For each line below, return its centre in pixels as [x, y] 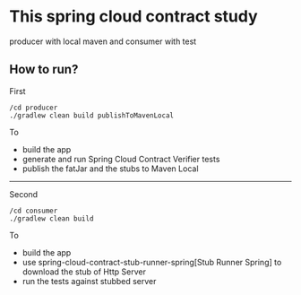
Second [24, 194]
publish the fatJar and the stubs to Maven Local [110, 169]
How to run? [44, 69]
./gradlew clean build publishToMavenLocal [92, 115]
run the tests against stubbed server [89, 281]
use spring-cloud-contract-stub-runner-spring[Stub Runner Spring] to [152, 262]
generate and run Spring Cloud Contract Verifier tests [121, 159]
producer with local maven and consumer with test [103, 41]
